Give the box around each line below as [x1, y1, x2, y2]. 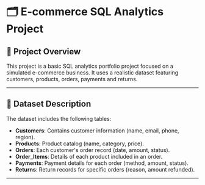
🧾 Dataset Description [6, 99, 92, 109]
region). [15, 133, 35, 140]
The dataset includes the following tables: [6, 115, 112, 122]
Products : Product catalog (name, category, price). [15, 140, 145, 147]
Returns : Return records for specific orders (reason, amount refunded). [15, 165, 195, 173]
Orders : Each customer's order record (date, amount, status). [15, 146, 170, 153]
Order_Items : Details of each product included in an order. [15, 153, 163, 160]
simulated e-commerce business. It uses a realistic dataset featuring [6, 69, 179, 76]
